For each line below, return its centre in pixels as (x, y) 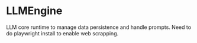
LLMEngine (34, 11)
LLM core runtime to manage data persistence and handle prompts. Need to (98, 27)
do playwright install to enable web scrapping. (62, 33)
